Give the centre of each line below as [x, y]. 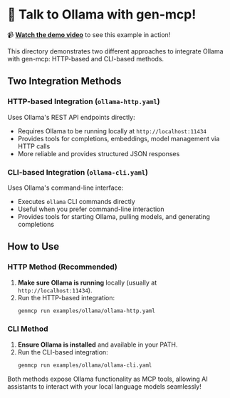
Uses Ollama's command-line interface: [66, 188]
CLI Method [28, 329]
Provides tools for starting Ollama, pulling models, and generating [114, 216]
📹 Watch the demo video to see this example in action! [89, 34]
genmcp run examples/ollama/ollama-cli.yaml [85, 365]
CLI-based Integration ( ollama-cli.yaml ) [78, 172]
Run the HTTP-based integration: [66, 297]
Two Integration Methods [64, 81]
